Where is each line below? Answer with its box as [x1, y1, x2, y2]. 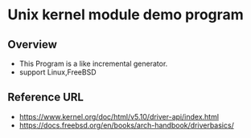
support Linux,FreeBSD [19, 67, 97, 77]
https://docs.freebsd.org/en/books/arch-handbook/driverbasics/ [19, 120, 234, 130]
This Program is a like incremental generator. [19, 59, 168, 68]
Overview [7, 38, 58, 51]
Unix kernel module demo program [7, 6, 245, 24]
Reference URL [7, 91, 84, 104]
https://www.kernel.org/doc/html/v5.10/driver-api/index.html [19, 112, 219, 121]
